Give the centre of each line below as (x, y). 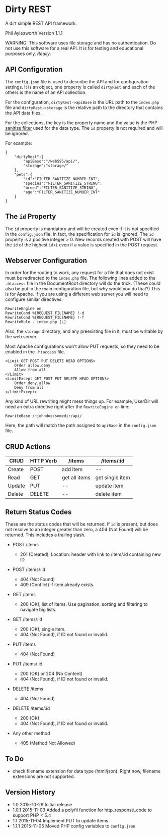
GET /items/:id (27, 619)
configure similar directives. (34, 299)
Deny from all (29, 388)
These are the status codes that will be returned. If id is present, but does (82, 524)
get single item (113, 478)
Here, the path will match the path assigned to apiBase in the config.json (81, 426)
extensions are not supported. (44, 776)
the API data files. (23, 113)
